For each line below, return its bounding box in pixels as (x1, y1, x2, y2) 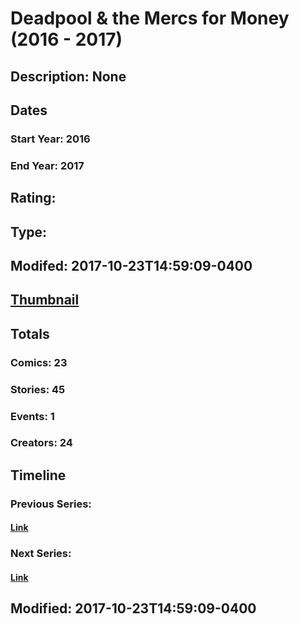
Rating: (10, 190, 57, 207)
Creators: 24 (10, 436, 73, 450)
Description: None (10, 68, 127, 85)
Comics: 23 (10, 355, 68, 369)
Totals (10, 325, 50, 342)
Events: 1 (10, 409, 55, 423)
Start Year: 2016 (10, 132, 91, 146)
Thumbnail (10, 292, 80, 309)
